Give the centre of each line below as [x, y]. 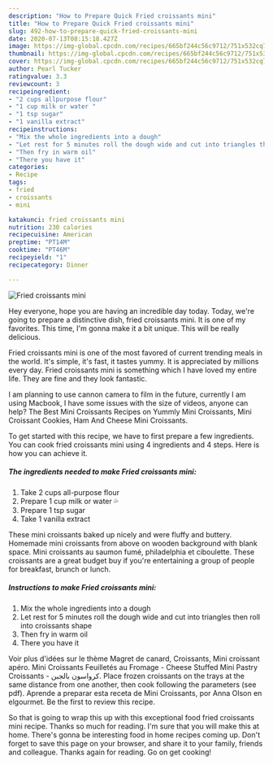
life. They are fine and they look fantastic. [78, 378]
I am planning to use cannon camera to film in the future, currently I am [127, 394]
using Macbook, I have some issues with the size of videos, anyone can [128, 402]
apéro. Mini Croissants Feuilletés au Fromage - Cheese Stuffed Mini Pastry [133, 667]
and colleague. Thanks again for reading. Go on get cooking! [110, 752]
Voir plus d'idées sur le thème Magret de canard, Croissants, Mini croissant [134, 659]
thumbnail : [27, 54]
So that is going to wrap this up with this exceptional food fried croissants [131, 717]
